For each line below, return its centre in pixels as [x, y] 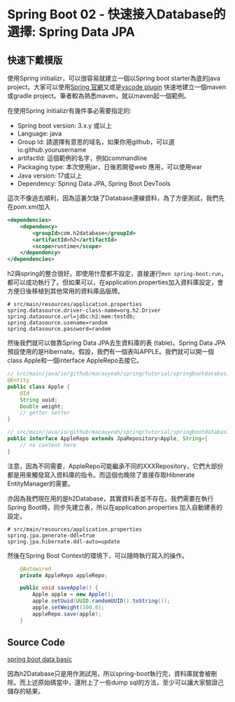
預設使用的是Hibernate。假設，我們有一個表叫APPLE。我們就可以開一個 [111, 352]
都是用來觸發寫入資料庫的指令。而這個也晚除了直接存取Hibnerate [101, 475]
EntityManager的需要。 [41, 483]
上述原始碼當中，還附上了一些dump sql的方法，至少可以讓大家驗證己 [124, 682]
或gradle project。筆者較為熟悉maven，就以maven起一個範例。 [99, 96]
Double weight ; [42, 406]
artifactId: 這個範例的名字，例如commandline [82, 158]
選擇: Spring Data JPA [71, 32]
